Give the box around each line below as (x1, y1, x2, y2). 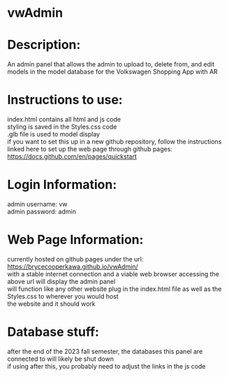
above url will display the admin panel (7, 277, 116, 285)
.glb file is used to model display (7, 130, 100, 138)
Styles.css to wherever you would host (7, 292, 119, 300)
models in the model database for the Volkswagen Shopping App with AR (7, 68, 218, 76)
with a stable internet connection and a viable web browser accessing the (7, 269, 220, 278)
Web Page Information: (7, 232, 144, 248)
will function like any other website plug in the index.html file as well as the (7, 285, 222, 293)
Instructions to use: (7, 92, 124, 108)
